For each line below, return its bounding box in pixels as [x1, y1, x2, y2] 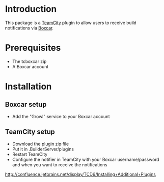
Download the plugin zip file [12, 141, 69, 147]
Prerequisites [5, 42, 61, 54]
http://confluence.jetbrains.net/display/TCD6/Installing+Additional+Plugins [5, 171, 156, 177]
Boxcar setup [5, 100, 47, 109]
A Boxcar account [12, 63, 49, 69]
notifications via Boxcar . [5, 25, 54, 30]
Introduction [5, 3, 57, 15]
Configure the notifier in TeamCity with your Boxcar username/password [12, 156, 160, 162]
